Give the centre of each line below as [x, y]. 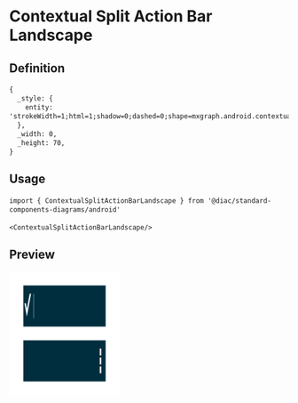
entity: [39, 108]
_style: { [35, 99]
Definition [37, 68]
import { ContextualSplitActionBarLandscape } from [106, 201]
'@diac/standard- [239, 201]
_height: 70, [41, 143]
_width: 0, [37, 134]
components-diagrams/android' [65, 210]
